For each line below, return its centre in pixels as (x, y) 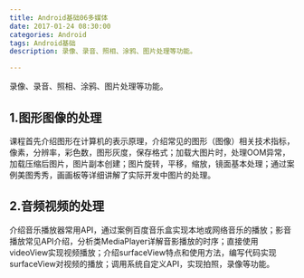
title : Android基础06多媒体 (59, 18)
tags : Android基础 (43, 43)
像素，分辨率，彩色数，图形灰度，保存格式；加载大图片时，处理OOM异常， (150, 152)
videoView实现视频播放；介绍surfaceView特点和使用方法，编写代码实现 (143, 252)
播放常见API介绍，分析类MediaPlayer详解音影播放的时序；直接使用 (134, 241)
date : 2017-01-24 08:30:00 (60, 26)
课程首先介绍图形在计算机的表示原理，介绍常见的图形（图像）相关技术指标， (152, 140)
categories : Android (48, 34)
